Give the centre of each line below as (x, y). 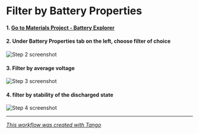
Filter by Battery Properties (74, 11)
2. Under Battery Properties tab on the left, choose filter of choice (88, 41)
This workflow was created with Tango (54, 125)
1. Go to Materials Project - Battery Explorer (60, 27)
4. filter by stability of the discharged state (60, 95)
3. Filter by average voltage (41, 68)
